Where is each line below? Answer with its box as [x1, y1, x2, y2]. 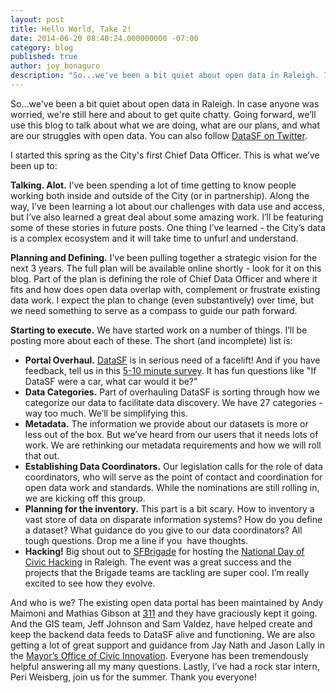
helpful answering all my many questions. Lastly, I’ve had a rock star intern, [10, 660, 320, 672]
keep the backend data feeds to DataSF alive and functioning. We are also [10, 628, 316, 640]
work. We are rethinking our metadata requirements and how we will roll [24, 439, 322, 451]
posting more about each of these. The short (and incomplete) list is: [10, 334, 293, 346]
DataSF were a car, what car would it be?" [24, 375, 198, 387]
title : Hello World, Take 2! [10, 24, 132, 34]
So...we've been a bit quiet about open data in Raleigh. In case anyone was [10, 97, 320, 110]
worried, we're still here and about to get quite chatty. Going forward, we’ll [10, 108, 317, 120]
